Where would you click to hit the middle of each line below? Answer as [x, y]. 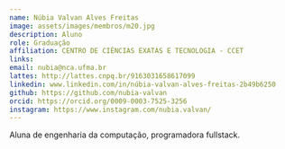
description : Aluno [46, 34]
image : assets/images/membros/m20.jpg [82, 26]
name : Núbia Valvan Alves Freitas [74, 18]
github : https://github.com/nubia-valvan [88, 92]
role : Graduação [40, 43]
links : [22, 59]
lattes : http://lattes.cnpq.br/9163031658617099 [102, 76]
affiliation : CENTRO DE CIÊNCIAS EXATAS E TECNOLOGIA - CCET [127, 51]
